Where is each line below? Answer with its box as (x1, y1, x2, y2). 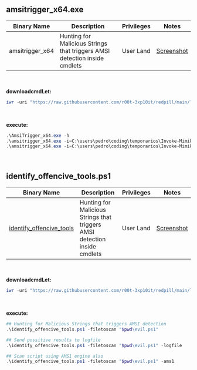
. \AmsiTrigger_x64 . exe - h (6, 132, 69, 139)
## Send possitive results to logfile (6, 337, 101, 343)
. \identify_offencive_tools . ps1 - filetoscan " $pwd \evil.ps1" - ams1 (6, 358, 175, 365)
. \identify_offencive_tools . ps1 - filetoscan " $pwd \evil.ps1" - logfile (6, 342, 182, 348)
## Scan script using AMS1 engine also (6, 353, 104, 359)
